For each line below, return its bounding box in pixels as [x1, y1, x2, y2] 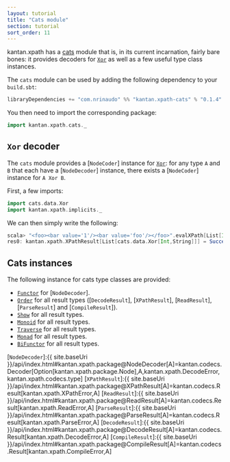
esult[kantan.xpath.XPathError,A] [7, 389, 101, 398]
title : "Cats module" [7, 16, 69, 23]
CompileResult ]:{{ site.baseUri [112, 433, 197, 441]
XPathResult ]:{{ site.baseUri [86, 374, 166, 383]
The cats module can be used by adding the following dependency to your [7, 76, 218, 84]
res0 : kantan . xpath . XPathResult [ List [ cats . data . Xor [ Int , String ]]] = [7, 238, 207, 245]
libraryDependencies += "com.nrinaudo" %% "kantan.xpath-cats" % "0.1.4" [7, 97, 222, 103]
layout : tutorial [7, 10, 57, 17]
